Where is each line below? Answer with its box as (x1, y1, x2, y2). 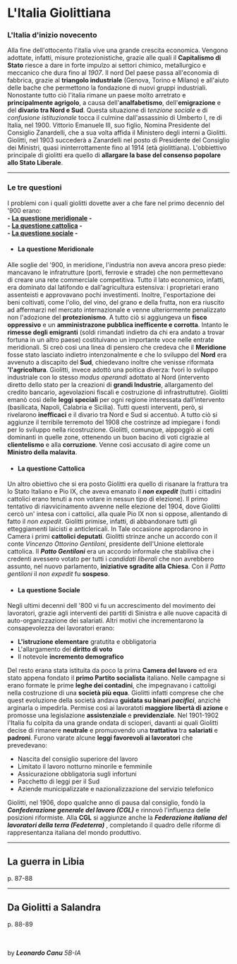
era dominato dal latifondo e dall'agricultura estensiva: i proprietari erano (7, 283, 219, 291)
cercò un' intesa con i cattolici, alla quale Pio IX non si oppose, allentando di (7, 510, 228, 518)
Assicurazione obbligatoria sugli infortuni (17, 770, 137, 779)
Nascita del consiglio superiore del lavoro (17, 755, 138, 763)
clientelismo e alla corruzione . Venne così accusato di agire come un (7, 440, 210, 449)
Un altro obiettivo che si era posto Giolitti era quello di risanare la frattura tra (7, 480, 229, 488)
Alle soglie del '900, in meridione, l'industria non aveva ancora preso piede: (7, 260, 226, 269)
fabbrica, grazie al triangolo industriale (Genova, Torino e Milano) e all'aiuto (7, 76, 229, 85)
